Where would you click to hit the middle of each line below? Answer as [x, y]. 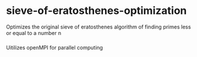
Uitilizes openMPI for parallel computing [54, 48]
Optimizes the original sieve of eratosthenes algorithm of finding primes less [98, 27]
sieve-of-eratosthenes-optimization [96, 11]
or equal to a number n [34, 33]
